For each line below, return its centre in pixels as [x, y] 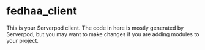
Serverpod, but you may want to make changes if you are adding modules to [103, 34]
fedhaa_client [42, 11]
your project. [22, 40]
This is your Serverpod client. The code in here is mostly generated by [95, 28]
